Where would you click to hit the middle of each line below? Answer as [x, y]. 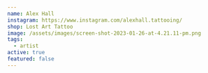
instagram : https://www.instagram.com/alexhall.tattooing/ [95, 20]
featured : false [31, 59]
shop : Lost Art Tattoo [40, 26]
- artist [26, 46]
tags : [15, 40]
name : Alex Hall [31, 14]
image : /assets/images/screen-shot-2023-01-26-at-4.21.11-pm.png [104, 33]
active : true [26, 53]
